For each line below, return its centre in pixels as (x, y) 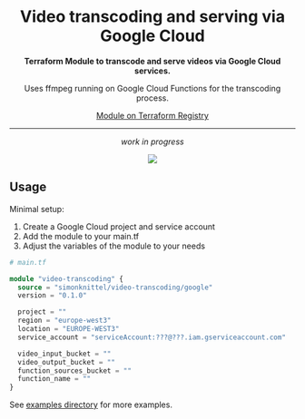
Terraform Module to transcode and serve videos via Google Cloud (152, 61)
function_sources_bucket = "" (74, 370)
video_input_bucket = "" (64, 354)
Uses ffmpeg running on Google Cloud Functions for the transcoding (152, 88)
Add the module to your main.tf (80, 236)
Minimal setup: (37, 209)
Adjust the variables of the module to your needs (114, 246)
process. (152, 98)
